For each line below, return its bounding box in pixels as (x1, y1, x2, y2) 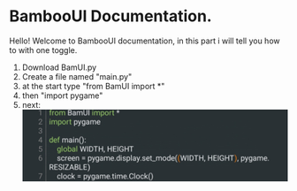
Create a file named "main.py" (21, 71, 133, 81)
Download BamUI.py (21, 62, 97, 73)
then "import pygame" (21, 90, 103, 101)
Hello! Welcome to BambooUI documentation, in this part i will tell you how (9, 35, 280, 46)
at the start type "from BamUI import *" (21, 80, 165, 91)
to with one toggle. (9, 44, 78, 55)
